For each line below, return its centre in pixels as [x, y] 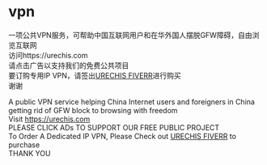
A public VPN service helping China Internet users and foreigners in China [131, 102]
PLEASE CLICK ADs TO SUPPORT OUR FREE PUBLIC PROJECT [114, 127]
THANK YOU [30, 153]
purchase [24, 145]
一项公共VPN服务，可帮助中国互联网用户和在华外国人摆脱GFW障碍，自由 [130, 35]
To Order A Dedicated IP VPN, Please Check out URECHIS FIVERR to [123, 136]
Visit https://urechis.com [49, 119]
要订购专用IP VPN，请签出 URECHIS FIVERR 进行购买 [95, 75]
